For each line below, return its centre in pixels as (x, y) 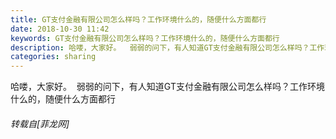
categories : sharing (53, 57)
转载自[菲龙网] (40, 123)
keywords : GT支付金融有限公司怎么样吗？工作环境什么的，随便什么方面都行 (145, 38)
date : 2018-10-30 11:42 (60, 29)
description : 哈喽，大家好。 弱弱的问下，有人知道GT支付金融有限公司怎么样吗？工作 (167, 47)
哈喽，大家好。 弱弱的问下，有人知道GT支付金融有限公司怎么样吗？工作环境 (167, 87)
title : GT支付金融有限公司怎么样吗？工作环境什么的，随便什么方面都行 (138, 19)
